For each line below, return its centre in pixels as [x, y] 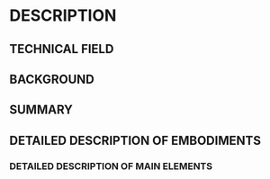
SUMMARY [41, 110]
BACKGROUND [52, 79]
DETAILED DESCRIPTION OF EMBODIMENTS [135, 140]
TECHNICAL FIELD [62, 49]
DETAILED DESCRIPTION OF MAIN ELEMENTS [111, 166]
